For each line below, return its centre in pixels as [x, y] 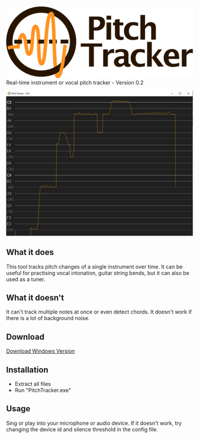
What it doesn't [35, 297]
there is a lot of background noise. [48, 318]
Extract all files [33, 384]
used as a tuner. [26, 279]
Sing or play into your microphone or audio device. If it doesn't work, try [94, 423]
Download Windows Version [41, 351]
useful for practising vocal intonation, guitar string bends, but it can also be [98, 273]
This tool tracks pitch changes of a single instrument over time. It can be [94, 266]
